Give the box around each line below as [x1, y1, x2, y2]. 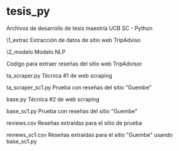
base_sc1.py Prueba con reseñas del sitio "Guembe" [6, 107, 138, 114]
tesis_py [6, 4, 50, 18]
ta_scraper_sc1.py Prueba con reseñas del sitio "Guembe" [6, 84, 152, 91]
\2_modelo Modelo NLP [6, 48, 66, 56]
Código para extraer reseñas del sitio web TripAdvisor [6, 60, 142, 67]
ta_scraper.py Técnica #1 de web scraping [6, 72, 112, 79]
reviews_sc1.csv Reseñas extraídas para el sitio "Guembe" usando [6, 131, 173, 138]
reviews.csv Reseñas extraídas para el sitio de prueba [6, 119, 142, 127]
